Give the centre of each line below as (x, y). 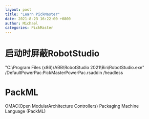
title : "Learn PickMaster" (32, 14)
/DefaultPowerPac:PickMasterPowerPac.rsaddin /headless (64, 73)
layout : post (18, 10)
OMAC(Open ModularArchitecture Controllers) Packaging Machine (72, 106)
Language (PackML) (25, 111)
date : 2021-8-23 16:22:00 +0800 (38, 19)
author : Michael (21, 23)
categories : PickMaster (29, 28)
